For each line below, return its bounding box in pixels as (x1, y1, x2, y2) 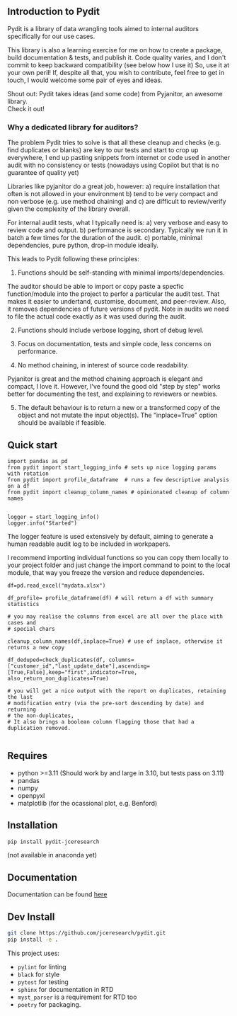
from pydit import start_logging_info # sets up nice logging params (7, 464, 217, 471)
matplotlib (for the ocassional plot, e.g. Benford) (17, 799, 158, 807)
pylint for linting (17, 962, 67, 971)
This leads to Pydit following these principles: (7, 255, 140, 263)
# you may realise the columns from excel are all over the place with (7, 612, 223, 620)
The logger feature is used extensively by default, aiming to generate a (7, 532, 214, 540)
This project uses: (7, 949, 60, 957)
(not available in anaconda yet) (7, 851, 98, 860)
